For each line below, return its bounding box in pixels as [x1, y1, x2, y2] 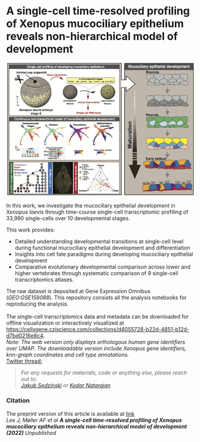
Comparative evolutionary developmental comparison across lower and [14, 263, 191, 270]
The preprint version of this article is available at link [6, 410, 135, 417]
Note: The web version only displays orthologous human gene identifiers [6, 338, 186, 345]
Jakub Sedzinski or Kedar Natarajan [20, 382, 111, 389]
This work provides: [6, 226, 55, 233]
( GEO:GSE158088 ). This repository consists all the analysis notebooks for [6, 294, 187, 301]
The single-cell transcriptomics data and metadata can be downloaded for [6, 313, 189, 320]
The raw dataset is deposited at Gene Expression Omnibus [6, 287, 151, 294]
